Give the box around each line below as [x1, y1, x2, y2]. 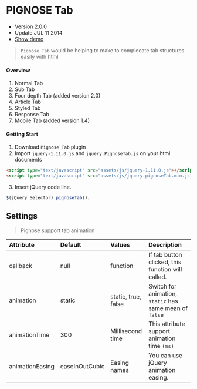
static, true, [110, 292, 142, 300]
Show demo [14, 35, 44, 42]
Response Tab [14, 111, 50, 118]
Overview [6, 66, 30, 73]
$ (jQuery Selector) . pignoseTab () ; [6, 195, 91, 201]
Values [110, 240, 130, 249]
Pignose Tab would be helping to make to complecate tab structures [20, 46, 185, 53]
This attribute [148, 320, 185, 328]
